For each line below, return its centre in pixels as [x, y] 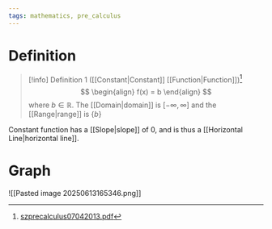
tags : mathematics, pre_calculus [65, 16]
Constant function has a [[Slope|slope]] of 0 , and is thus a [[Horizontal [125, 130]
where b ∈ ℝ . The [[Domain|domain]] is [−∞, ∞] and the [122, 105]
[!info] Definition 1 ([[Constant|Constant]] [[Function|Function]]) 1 [135, 79]
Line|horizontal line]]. [44, 139]
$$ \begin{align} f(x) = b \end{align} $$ [146, 92]
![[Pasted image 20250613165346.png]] [75, 194]
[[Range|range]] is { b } [65, 114]
